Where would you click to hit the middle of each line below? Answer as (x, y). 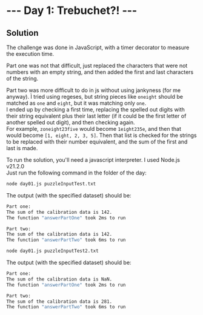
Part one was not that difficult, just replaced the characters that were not (97, 65)
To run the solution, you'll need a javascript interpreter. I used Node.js (93, 160)
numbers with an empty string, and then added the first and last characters (100, 72)
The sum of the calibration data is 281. (59, 301)
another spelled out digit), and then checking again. (71, 122)
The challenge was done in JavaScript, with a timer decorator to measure (98, 47)
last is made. (22, 148)
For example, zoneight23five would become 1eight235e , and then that (94, 129)
